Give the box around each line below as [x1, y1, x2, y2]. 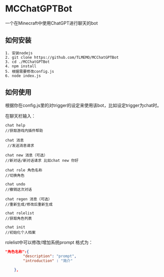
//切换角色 [5, 173, 25, 178]
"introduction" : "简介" [23, 259, 73, 264]
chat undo [5, 181, 26, 187]
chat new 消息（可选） [5, 152, 48, 157]
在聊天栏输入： [5, 113, 36, 119]
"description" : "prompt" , [23, 254, 77, 259]
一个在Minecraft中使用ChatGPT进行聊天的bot [5, 20, 98, 26]
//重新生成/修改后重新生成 [5, 202, 53, 207]
